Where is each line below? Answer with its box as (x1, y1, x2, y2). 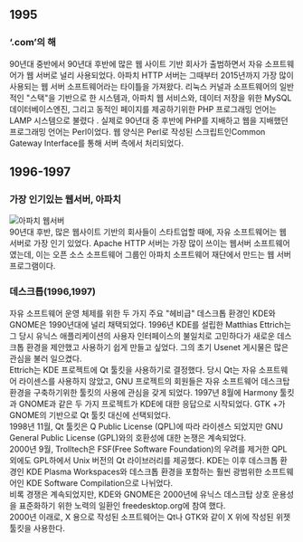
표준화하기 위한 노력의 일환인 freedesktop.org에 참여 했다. (18, 499, 226, 510)
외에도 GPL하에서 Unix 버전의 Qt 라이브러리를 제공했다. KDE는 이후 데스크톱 (9, 454, 279, 465)
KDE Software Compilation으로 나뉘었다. (25, 477, 174, 488)
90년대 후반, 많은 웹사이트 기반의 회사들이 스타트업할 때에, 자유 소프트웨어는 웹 (9, 226, 287, 238)
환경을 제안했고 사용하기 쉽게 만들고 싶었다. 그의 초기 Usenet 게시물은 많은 (25, 341, 289, 352)
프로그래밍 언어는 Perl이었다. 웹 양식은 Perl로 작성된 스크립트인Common (9, 126, 266, 137)
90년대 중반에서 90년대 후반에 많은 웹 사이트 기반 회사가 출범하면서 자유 (9, 58, 263, 69)
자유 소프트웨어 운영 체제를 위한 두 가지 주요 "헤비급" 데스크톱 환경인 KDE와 (9, 308, 276, 319)
